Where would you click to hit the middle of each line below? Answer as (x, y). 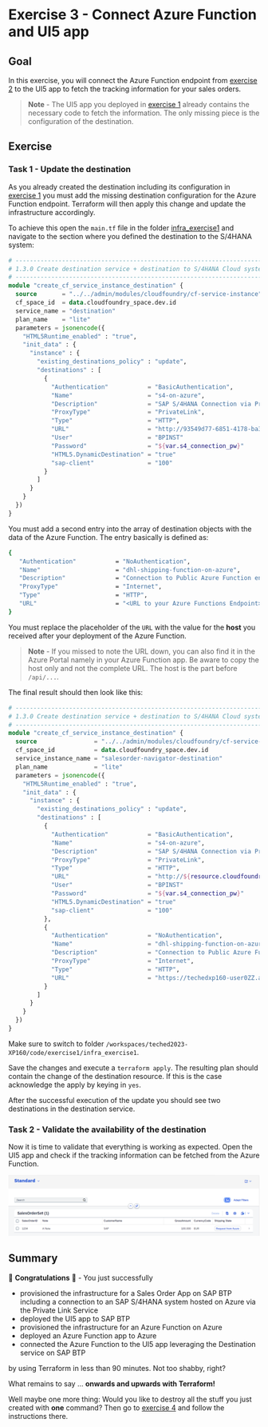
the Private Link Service (59, 1310)
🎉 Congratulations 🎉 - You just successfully (81, 1277)
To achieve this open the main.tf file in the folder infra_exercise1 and (121, 228)
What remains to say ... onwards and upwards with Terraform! (112, 1383)
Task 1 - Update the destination (70, 170)
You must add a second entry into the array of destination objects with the (130, 529)
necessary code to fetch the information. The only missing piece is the (144, 113)
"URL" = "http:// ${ (121, 877)
